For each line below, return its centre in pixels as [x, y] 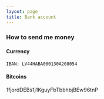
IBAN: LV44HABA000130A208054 [42, 64]
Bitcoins [16, 77]
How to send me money [40, 37]
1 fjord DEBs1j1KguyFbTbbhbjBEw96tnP [52, 90]
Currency [18, 52]
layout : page [22, 11]
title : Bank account [31, 17]
